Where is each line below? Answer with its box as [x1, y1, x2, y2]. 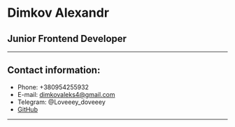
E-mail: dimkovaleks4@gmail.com [17, 90, 115, 98]
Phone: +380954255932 [17, 82, 90, 91]
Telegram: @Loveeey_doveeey [17, 98, 106, 106]
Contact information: [7, 64, 101, 76]
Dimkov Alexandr [7, 5, 110, 21]
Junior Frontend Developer [7, 33, 127, 45]
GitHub [17, 105, 38, 113]
